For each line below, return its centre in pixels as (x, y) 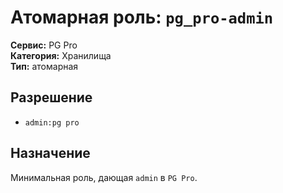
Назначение (50, 153)
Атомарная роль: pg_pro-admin (142, 17)
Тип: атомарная (44, 66)
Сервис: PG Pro (44, 45)
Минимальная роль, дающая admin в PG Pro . (104, 177)
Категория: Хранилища (61, 55)
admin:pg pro (52, 122)
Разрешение (51, 97)
